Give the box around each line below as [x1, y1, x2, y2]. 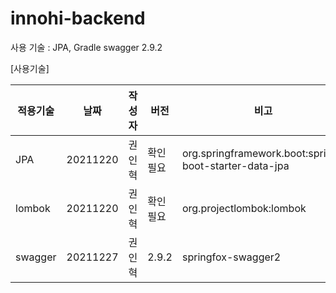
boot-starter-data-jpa [181, 158, 290, 172]
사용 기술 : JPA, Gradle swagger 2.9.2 [10, 41, 163, 53]
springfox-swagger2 [181, 250, 282, 264]
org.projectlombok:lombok [181, 201, 307, 215]
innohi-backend [10, 7, 146, 30]
